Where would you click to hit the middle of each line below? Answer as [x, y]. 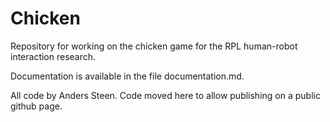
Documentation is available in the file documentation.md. [127, 76]
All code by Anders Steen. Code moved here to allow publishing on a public [165, 95]
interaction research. [53, 56]
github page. [36, 106]
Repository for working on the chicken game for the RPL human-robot [154, 46]
